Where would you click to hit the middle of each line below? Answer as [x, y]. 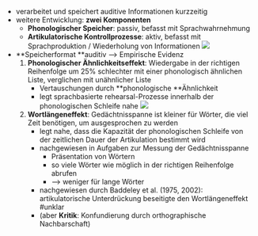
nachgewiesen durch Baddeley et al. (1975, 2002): [121, 190]
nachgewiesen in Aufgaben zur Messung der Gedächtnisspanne [144, 148]
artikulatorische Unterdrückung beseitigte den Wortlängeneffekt [144, 198]
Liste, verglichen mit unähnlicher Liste [89, 80]
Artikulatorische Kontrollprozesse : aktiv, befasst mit [114, 36]
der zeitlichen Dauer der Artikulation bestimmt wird [122, 139]
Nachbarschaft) [65, 224]
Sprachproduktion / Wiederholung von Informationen [114, 46]
